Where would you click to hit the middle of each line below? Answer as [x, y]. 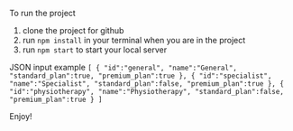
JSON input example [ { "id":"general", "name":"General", [123, 67]
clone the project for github [73, 30]
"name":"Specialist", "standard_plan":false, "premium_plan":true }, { [146, 84]
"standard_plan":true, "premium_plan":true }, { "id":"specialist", [141, 76]
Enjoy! [21, 116]
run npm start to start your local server [95, 50]
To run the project [43, 13]
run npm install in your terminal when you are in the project [134, 40]
